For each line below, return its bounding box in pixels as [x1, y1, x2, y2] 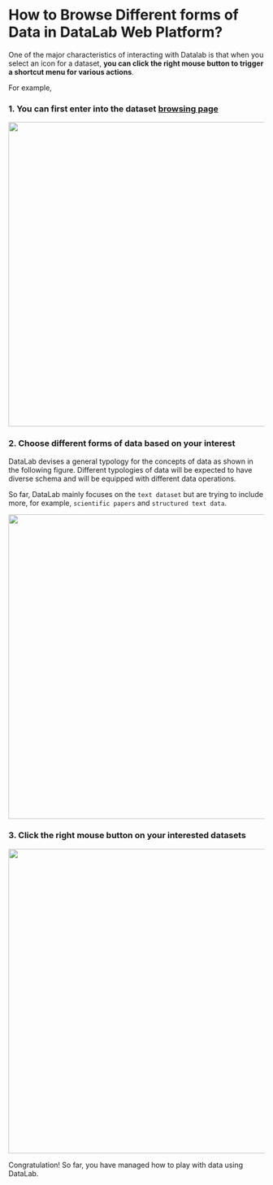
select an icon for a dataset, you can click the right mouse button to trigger [8, 58, 264, 68]
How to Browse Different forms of [8, 6, 239, 24]
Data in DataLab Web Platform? [8, 23, 223, 41]
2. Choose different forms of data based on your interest [8, 438, 236, 449]
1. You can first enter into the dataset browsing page [8, 103, 219, 115]
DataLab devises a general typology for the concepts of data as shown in [8, 456, 253, 466]
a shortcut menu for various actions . [8, 67, 134, 76]
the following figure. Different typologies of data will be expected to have [8, 465, 253, 474]
